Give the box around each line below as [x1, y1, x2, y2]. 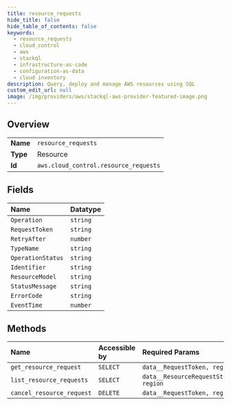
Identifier [10, 263, 46, 271]
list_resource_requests [10, 376, 89, 384]
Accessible [98, 343, 136, 353]
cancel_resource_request [10, 389, 92, 397]
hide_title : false [7, 17, 60, 23]
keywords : [7, 29, 36, 36]
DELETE [98, 389, 120, 397]
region [142, 380, 164, 387]
